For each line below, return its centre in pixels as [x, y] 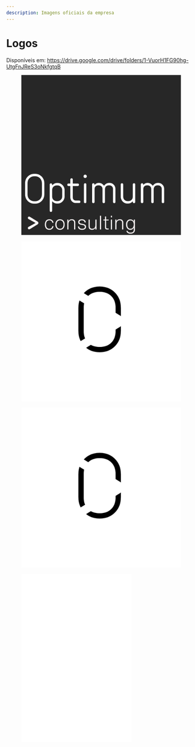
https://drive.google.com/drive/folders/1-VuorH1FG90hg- [118, 60]
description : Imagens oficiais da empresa [60, 13]
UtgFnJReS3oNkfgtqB [34, 66]
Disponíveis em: [26, 60]
